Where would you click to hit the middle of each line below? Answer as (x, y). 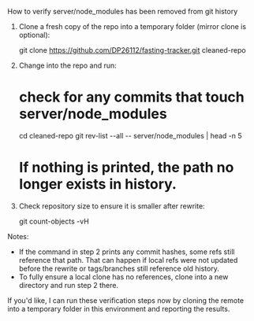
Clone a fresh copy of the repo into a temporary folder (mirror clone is (132, 26)
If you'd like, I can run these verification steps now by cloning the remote (126, 300)
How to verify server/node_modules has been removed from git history (123, 11)
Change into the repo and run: (68, 65)
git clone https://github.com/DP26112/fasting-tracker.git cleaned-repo (132, 50)
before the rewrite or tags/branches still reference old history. (119, 268)
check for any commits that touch (132, 97)
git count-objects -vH (54, 221)
